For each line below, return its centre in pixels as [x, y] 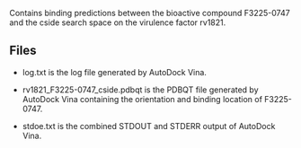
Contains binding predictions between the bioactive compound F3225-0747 [150, 13]
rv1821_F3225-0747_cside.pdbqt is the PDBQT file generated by [140, 90]
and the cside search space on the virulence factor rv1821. [118, 22]
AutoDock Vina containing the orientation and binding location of [142, 99]
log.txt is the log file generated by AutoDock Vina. [114, 72]
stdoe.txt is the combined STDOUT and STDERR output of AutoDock [149, 126]
